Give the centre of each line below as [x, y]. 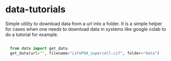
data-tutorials [35, 9]
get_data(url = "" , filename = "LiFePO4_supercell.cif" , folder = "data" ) [85, 53]
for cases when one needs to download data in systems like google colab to [86, 29]
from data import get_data [39, 48]
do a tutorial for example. [32, 34]
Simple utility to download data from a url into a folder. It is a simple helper [84, 24]
